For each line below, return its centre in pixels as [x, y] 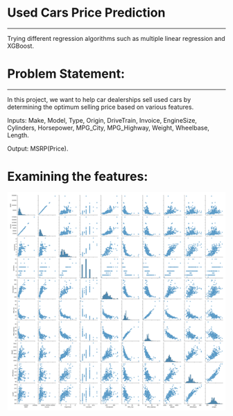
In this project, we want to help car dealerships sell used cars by [99, 99]
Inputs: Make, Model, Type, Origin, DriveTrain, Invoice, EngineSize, [102, 120]
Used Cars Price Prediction [86, 13]
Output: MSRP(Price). [38, 148]
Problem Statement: [66, 74]
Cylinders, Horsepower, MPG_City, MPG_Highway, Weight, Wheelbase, [109, 128]
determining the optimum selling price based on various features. [101, 107]
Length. [18, 135]
